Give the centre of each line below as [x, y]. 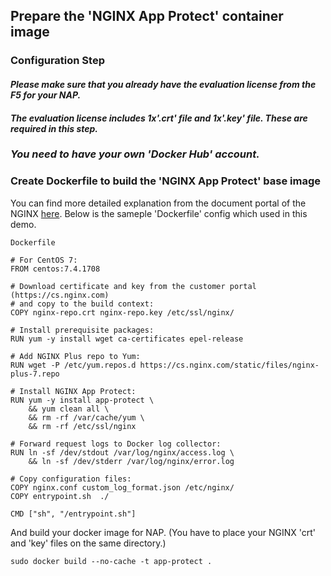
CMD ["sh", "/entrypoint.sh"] [73, 514]
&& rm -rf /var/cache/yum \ [86, 417]
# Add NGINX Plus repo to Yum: [75, 356]
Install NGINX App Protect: [78, 391]
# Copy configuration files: [71, 479]
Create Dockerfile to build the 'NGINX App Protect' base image [166, 181]
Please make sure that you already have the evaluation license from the [163, 84]
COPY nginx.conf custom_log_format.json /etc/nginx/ [122, 487]
